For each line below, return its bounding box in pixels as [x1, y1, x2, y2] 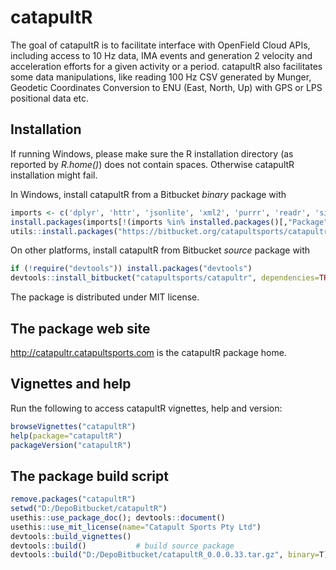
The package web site [10, 320, 151, 337]
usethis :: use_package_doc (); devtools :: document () [10, 512, 226, 523]
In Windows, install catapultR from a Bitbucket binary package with [10, 188, 287, 200]
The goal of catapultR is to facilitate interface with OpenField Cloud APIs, [10, 39, 311, 51]
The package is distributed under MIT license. [10, 291, 200, 303]
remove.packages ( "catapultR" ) [10, 494, 137, 505]
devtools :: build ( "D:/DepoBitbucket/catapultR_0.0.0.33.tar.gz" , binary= [10, 550, 320, 560]
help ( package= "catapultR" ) [10, 431, 123, 441]
